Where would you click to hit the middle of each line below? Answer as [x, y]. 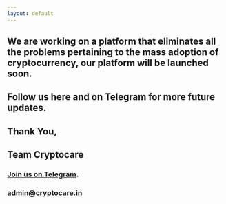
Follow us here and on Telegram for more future [111, 97]
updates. [27, 108]
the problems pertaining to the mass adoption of [113, 52]
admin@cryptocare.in [45, 193]
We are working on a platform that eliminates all [112, 42]
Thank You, [32, 131]
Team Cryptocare [45, 155]
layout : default [30, 13]
